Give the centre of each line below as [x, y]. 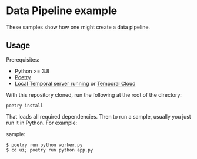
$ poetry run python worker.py [44, 145]
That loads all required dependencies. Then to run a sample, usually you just [98, 116]
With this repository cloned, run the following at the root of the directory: [94, 94]
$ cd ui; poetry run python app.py [50, 150]
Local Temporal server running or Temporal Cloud [75, 83]
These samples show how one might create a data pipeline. [78, 27]
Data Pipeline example [62, 11]
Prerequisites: [23, 59]
